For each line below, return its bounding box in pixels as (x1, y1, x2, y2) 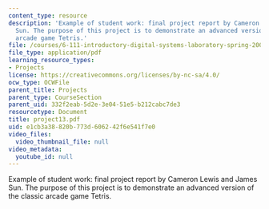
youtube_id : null (15, 152, 74, 160)
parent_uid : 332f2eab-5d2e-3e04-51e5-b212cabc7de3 (8, 101, 181, 108)
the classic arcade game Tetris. (8, 191, 112, 201)
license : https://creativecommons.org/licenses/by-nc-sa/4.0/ (8, 71, 220, 79)
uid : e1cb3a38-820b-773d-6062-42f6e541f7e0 (8, 123, 156, 131)
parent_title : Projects (8, 85, 88, 94)
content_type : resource (8, 11, 88, 20)
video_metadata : (8, 145, 62, 153)
